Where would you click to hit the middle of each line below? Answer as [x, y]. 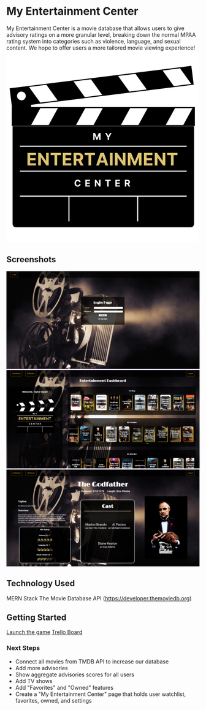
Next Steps [23, 648]
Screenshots [31, 259]
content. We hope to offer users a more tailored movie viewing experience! [101, 48]
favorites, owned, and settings [53, 700]
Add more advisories [42, 668]
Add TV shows [34, 681]
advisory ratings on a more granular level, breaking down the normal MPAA [101, 34]
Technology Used [41, 583]
